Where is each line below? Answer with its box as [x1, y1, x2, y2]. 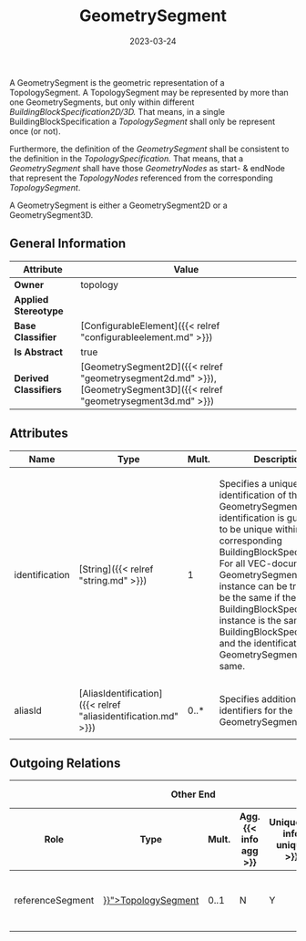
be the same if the [219, 591, 297, 604]
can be [258, 580, 288, 593]
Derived [14, 371, 49, 384]
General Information [9, 236, 127, 252]
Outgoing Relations [9, 755, 121, 770]
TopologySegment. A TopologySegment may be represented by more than [9, 87, 289, 98]
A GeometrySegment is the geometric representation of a [9, 77, 225, 88]
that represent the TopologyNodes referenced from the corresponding [9, 172, 273, 183]
